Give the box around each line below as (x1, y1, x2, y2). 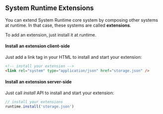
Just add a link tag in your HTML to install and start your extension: (5, 54, 142, 60)
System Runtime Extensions (5, 4, 94, 12)
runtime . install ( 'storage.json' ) (5, 104, 74, 109)
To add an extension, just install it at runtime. (5, 32, 97, 38)
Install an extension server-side (5, 79, 72, 85)
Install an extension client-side (5, 43, 70, 49)
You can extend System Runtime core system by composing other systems (5, 17, 159, 23)
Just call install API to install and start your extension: (5, 90, 114, 96)
